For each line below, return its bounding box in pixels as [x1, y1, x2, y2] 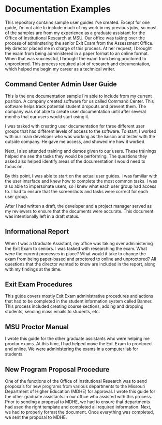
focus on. [5, 163, 24, 169]
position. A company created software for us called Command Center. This [5, 98, 154, 104]
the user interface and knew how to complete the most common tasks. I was [5, 178, 157, 184]
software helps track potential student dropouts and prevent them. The [5, 103, 147, 109]
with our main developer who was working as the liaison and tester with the [5, 133, 156, 139]
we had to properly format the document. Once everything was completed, [5, 409, 154, 415]
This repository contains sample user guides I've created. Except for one [5, 19, 150, 25]
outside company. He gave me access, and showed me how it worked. [5, 139, 146, 144]
